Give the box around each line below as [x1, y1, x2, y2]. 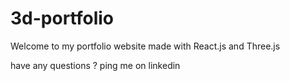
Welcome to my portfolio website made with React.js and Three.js [10, 40, 281, 52]
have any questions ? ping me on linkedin [10, 59, 181, 71]
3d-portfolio [10, 7, 115, 30]
